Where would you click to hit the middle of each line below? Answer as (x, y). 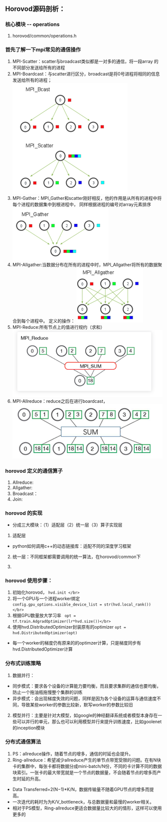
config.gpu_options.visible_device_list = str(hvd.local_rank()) (82, 605)
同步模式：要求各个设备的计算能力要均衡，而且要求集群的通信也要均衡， (86, 686)
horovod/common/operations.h (44, 35)
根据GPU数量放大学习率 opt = (44, 616)
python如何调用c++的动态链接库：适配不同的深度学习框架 (72, 546)
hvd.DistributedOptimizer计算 (43, 649)
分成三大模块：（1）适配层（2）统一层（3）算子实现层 (67, 525)
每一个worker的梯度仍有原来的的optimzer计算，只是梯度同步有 (77, 643)
